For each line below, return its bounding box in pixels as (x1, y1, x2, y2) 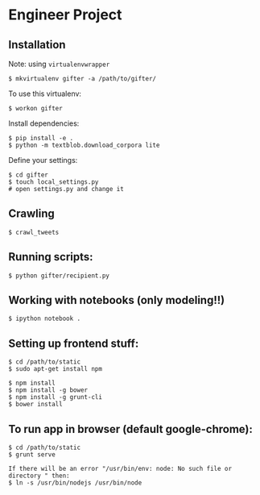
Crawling (8, 207, 55, 221)
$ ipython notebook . (8, 314, 81, 323)
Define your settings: (8, 156, 78, 164)
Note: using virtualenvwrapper (8, 59, 110, 69)
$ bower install (8, 401, 63, 409)
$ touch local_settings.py (8, 178, 99, 186)
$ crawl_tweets (8, 228, 60, 236)
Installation (8, 38, 66, 52)
